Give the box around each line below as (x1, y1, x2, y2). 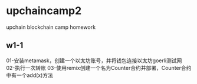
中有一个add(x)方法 (6, 72, 53, 79)
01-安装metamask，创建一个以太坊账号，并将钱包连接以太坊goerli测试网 (6, 57, 182, 64)
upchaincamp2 (6, 4, 82, 18)
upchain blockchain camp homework (6, 23, 96, 31)
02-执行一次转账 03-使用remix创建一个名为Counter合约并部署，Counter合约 (6, 64, 192, 71)
